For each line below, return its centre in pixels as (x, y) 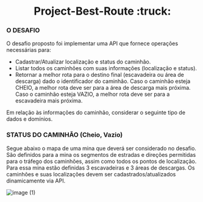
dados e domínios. (30, 119)
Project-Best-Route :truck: (102, 11)
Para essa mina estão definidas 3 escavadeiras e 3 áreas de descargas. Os (101, 168)
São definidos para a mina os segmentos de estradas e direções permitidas (101, 154)
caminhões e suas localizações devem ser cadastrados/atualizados (91, 174)
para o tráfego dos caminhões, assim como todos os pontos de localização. (101, 161)
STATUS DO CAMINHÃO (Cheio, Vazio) (65, 135)
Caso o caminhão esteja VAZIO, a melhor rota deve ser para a (92, 94)
